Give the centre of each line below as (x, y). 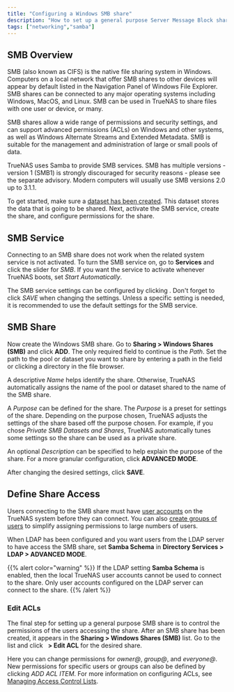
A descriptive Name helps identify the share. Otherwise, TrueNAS (101, 379)
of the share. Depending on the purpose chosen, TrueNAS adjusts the (107, 415)
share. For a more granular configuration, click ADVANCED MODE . (103, 458)
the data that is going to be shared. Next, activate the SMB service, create (113, 209)
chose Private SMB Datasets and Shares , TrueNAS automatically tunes (109, 430)
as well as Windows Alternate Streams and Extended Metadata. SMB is (109, 137)
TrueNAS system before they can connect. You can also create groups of (112, 518)
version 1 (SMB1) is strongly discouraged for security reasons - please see (114, 173)
